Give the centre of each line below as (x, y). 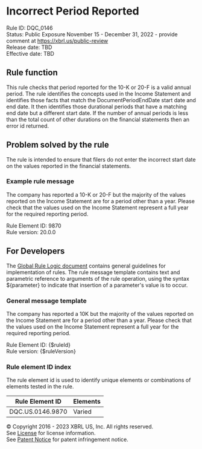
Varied (82, 411)
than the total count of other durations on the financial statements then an (98, 119)
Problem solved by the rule (58, 145)
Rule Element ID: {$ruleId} (39, 345)
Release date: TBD (29, 47)
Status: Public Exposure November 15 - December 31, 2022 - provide (92, 34)
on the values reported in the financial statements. (69, 166)
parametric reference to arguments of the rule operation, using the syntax (98, 278)
